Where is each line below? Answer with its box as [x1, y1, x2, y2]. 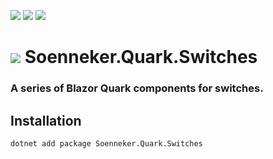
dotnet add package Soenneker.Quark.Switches [10, 138, 203, 149]
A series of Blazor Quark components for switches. [10, 81, 264, 95]
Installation [10, 112, 82, 129]
